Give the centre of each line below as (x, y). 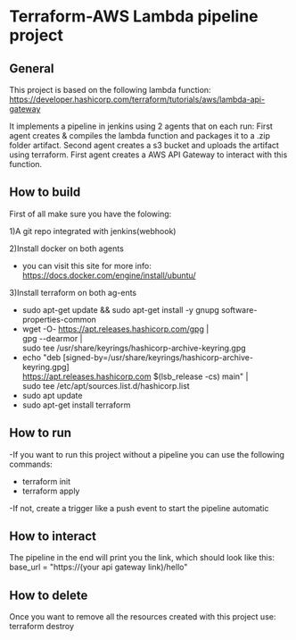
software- (239, 309)
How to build (45, 193)
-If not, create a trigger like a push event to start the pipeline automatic (139, 508)
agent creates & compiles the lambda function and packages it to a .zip (140, 135)
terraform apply (51, 491)
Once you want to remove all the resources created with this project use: (143, 617)
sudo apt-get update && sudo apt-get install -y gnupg (121, 309)
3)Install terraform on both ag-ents (73, 292)
